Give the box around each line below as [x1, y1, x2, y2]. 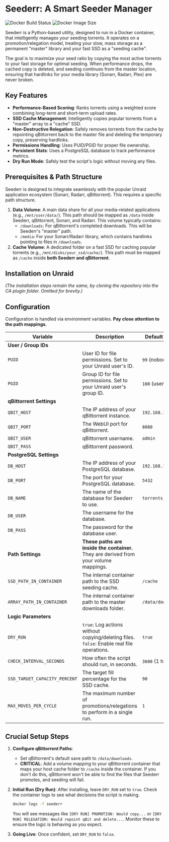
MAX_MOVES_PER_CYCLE [8, 703, 57, 709]
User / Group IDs [8, 342, 49, 349]
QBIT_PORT [8, 424, 31, 430]
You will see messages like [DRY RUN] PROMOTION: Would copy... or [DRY [12, 810, 162, 816]
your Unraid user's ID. [82, 363, 134, 370]
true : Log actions [82, 621, 123, 628]
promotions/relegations [82, 703, 137, 710]
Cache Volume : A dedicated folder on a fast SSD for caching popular [12, 244, 156, 250]
